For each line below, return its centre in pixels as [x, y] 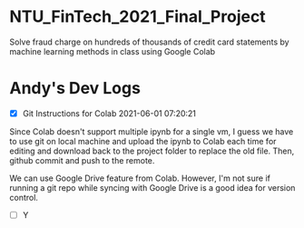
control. [24, 197]
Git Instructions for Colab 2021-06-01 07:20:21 [109, 113]
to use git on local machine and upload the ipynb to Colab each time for [143, 141]
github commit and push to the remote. [82, 160]
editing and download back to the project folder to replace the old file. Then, [152, 151]
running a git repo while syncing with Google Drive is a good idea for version [152, 187]
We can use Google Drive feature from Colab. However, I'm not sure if [140, 178]
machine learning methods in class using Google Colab [113, 51]
